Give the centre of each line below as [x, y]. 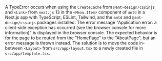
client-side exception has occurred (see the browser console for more [76, 28]
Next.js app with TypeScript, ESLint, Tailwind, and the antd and [68, 17]
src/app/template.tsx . [28, 53]
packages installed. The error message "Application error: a [97, 22]
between [14, 48]
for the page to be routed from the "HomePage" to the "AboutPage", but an [81, 38]
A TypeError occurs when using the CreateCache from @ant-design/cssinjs [80, 7]
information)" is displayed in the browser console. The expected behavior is [81, 33]
